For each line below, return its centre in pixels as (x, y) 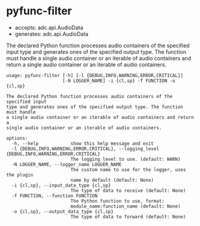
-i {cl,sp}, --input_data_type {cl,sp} (61, 185)
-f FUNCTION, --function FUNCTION (54, 196)
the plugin (20, 175)
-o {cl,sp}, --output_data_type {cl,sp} (63, 211)
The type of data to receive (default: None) (128, 190)
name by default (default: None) (112, 180)
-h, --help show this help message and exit (83, 143)
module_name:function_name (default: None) (125, 206)
